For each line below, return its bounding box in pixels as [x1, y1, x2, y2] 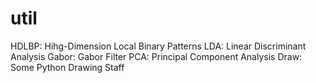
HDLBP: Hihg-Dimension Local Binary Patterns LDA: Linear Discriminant [10, 40, 307, 52]
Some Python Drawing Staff [10, 61, 125, 73]
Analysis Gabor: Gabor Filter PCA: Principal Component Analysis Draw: [10, 50, 303, 62]
